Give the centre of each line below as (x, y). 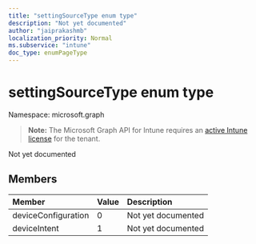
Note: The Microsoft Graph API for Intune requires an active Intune (138, 130)
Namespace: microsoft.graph (56, 114)
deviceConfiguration (51, 215)
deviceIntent (36, 228)
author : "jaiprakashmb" (48, 30)
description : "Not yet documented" (68, 23)
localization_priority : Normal (60, 38)
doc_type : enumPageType (48, 53)
